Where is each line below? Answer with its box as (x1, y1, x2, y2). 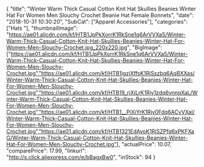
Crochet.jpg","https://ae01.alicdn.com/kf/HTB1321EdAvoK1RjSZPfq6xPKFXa (6, 128, 194, 135)
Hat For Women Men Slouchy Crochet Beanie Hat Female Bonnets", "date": (6, 12, 194, 19)
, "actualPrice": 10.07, (118, 141, 172, 148)
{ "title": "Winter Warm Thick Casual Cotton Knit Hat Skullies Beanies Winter (6, 5, 196, 12)
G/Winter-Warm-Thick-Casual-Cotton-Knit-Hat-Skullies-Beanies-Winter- (6, 134, 188, 141)
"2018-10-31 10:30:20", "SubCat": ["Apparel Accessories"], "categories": (6, 18, 188, 25)
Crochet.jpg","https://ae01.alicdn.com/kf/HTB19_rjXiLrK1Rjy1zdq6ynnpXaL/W (6, 89, 198, 96)
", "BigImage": (127, 44, 163, 51)
